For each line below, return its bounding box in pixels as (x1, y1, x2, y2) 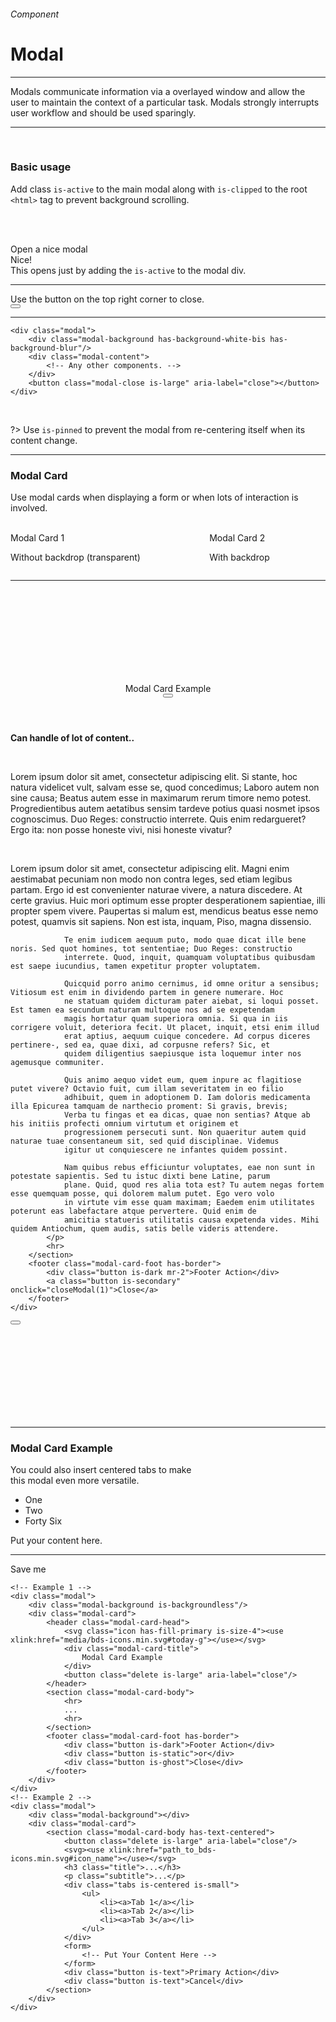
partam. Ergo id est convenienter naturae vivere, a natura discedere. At (10, 884, 303, 896)
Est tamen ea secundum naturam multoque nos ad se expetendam (10, 1005, 275, 1015)
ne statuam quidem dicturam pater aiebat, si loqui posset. (63, 996, 320, 1007)
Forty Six (24, 1515, 63, 1527)
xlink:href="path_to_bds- (108, 1845, 217, 1855)
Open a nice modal (10, 243, 88, 255)
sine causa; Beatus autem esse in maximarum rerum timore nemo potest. (10, 792, 312, 804)
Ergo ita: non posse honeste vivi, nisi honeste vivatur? (10, 824, 233, 836)
